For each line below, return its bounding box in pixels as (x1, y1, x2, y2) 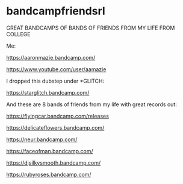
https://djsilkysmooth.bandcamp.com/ (6, 159, 101, 167)
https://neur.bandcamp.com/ (6, 136, 78, 143)
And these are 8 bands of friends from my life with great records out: (6, 101, 178, 108)
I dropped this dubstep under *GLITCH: (6, 77, 104, 84)
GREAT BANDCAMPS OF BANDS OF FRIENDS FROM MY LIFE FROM (6, 24, 175, 31)
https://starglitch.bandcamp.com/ (6, 89, 90, 96)
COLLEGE (6, 30, 31, 37)
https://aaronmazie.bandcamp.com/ (6, 54, 96, 61)
